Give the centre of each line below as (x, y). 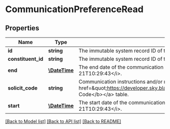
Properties (22, 28)
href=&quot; (93, 88)
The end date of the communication (121, 67)
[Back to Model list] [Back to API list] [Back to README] (63, 121)
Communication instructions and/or (121, 82)
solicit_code (23, 88)
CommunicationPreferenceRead (74, 9)
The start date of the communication (122, 102)
